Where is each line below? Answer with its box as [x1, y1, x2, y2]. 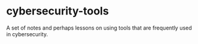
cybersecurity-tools [6, 4, 109, 18]
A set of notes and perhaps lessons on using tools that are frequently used [6, 24, 192, 31]
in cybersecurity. [6, 30, 48, 37]
